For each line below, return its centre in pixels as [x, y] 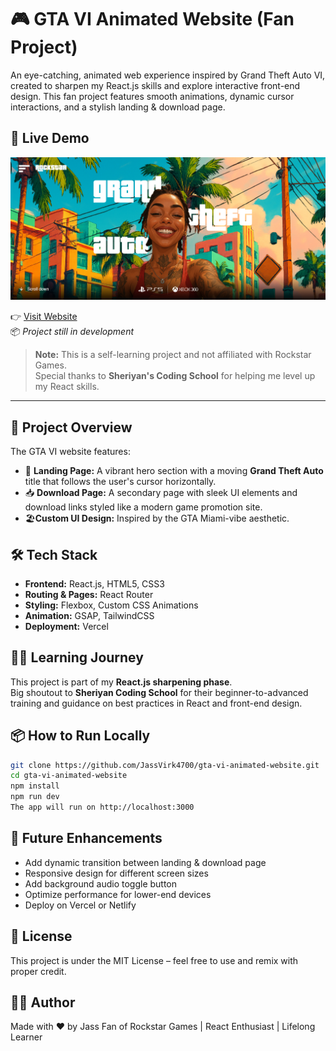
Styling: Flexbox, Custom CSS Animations [111, 605]
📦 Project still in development [72, 332]
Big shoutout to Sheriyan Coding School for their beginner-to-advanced [159, 692]
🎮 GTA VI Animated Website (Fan [152, 19]
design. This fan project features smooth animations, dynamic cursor [152, 96]
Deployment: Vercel [66, 626]
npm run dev [35, 797]
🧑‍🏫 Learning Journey [77, 657]
